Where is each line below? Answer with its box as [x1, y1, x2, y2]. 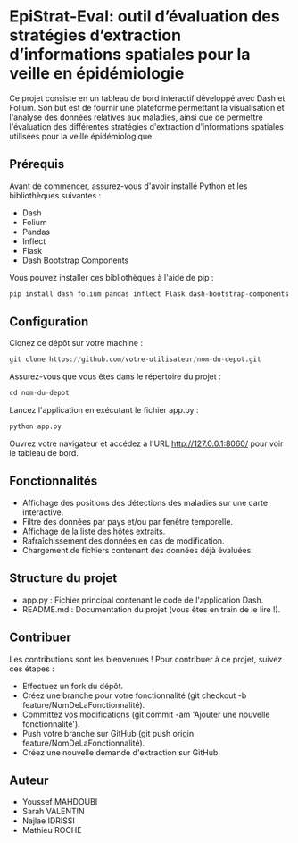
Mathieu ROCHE [21, 825, 82, 836]
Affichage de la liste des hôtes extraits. [21, 526, 166, 536]
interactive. [21, 507, 64, 518]
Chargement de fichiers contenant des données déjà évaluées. [21, 544, 254, 555]
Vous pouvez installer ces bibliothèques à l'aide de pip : [9, 272, 214, 282]
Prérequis [9, 156, 65, 172]
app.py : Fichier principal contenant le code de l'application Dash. [21, 594, 264, 605]
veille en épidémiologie [9, 63, 185, 84]
